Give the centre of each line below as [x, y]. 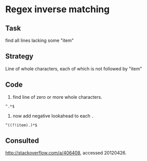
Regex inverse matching [57, 9]
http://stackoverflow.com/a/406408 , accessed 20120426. [66, 153]
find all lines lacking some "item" [40, 40]
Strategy [19, 56]
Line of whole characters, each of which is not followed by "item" [74, 69]
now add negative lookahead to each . [53, 116]
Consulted [22, 141]
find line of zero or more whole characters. [57, 97]
